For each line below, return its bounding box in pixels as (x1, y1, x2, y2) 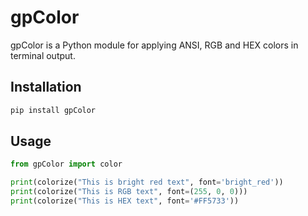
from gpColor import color (10, 159, 123, 170)
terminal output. (10, 49, 76, 61)
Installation (10, 79, 82, 96)
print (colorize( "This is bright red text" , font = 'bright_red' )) (10, 177, 284, 188)
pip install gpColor (10, 105, 97, 115)
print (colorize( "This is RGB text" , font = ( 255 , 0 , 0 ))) (10, 187, 248, 197)
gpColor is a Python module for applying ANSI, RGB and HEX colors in (10, 39, 299, 51)
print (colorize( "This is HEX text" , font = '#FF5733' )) (10, 196, 240, 206)
